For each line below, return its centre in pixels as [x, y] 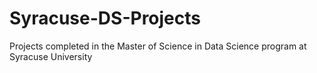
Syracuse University [51, 56]
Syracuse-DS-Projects [105, 18]
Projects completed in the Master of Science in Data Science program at [158, 46]
